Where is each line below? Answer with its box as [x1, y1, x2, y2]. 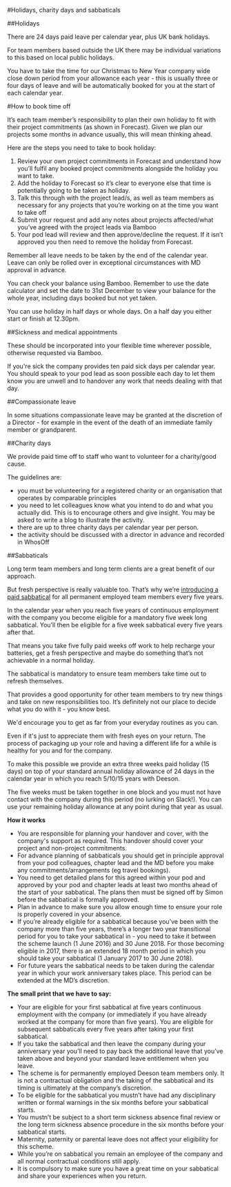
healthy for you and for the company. [7, 746, 112, 754]
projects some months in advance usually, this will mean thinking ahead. [7, 131, 212, 138]
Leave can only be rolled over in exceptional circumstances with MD [7, 258, 201, 267]
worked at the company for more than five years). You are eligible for [17, 1018, 214, 1025]
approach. [7, 572, 37, 580]
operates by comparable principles [17, 494, 117, 502]
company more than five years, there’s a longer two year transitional [17, 925, 211, 933]
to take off [17, 209, 47, 216]
